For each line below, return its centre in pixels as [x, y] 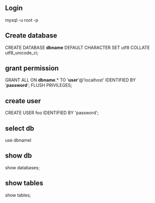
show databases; [22, 167]
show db [18, 156]
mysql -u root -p [22, 20]
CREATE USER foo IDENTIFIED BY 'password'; [52, 113]
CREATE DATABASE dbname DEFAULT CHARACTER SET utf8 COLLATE [77, 47]
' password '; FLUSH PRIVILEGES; [39, 85]
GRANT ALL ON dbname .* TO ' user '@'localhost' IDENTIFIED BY [71, 80]
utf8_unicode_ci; [22, 53]
